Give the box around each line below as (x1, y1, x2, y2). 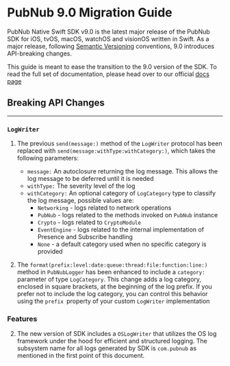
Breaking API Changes (7, 97, 105, 109)
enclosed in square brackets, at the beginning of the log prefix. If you (16, 282, 212, 291)
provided (37, 247, 63, 256)
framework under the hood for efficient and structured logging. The (16, 337, 207, 345)
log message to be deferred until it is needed (27, 175, 154, 183)
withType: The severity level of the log (27, 182, 136, 190)
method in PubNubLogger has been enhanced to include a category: (16, 268, 205, 276)
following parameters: (16, 154, 79, 162)
